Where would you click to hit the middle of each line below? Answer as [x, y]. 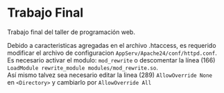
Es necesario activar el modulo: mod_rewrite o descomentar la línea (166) [111, 60]
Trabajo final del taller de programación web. [71, 32]
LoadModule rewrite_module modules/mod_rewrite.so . [83, 67]
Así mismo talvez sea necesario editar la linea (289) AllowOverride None [110, 75]
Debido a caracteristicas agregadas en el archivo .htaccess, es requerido [112, 45]
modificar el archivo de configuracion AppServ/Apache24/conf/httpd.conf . [112, 53]
